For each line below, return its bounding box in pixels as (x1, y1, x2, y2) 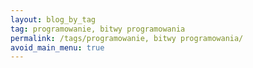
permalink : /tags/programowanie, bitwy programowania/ (10, 33, 244, 43)
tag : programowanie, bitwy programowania (10, 24, 186, 34)
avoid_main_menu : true (10, 42, 105, 53)
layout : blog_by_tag (10, 14, 97, 25)
